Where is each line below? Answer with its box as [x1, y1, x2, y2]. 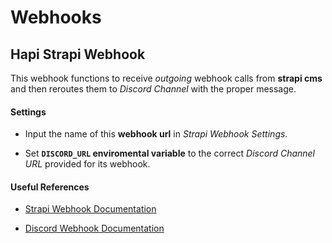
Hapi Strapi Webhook [10, 46, 146, 63]
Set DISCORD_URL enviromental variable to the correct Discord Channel [24, 147, 316, 160]
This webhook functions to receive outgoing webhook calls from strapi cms [10, 72, 323, 84]
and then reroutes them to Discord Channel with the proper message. [10, 83, 297, 95]
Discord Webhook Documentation [24, 222, 165, 235]
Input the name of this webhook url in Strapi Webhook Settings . [24, 128, 288, 140]
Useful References [10, 181, 90, 193]
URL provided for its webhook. [24, 158, 151, 170]
